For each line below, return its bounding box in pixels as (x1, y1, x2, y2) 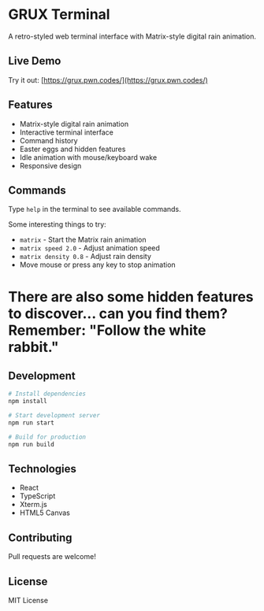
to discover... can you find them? (8, 305, 229, 322)
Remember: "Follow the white (8, 321, 206, 339)
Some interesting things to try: (8, 220, 106, 229)
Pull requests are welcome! (8, 552, 96, 561)
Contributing (8, 531, 73, 544)
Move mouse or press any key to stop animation (19, 260, 176, 269)
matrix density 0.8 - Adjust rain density (19, 252, 152, 261)
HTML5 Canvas (19, 508, 71, 517)
